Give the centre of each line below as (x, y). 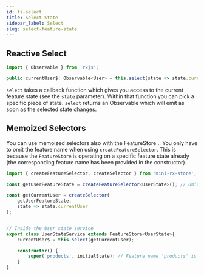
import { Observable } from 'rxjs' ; (53, 67)
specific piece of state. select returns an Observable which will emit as (95, 103)
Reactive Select (36, 53)
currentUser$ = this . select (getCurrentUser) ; (76, 240)
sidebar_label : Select (35, 23)
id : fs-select (24, 12)
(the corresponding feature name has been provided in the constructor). (97, 162)
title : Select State (32, 18)
